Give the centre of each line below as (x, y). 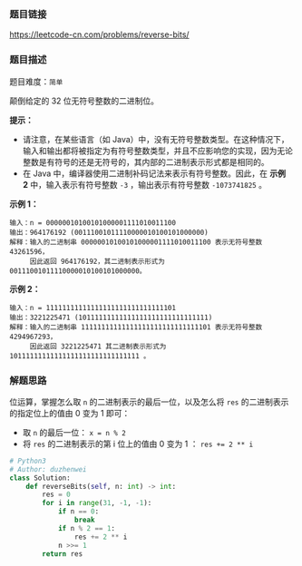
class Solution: (40, 478)
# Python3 (28, 461)
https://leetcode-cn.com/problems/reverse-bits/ (99, 34)
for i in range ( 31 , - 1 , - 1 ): (97, 503)
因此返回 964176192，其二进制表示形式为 (97, 261)
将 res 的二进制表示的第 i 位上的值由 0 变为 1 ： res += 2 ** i (138, 444)
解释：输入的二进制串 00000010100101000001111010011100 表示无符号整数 (136, 242)
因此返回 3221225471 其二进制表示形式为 (98, 346)
